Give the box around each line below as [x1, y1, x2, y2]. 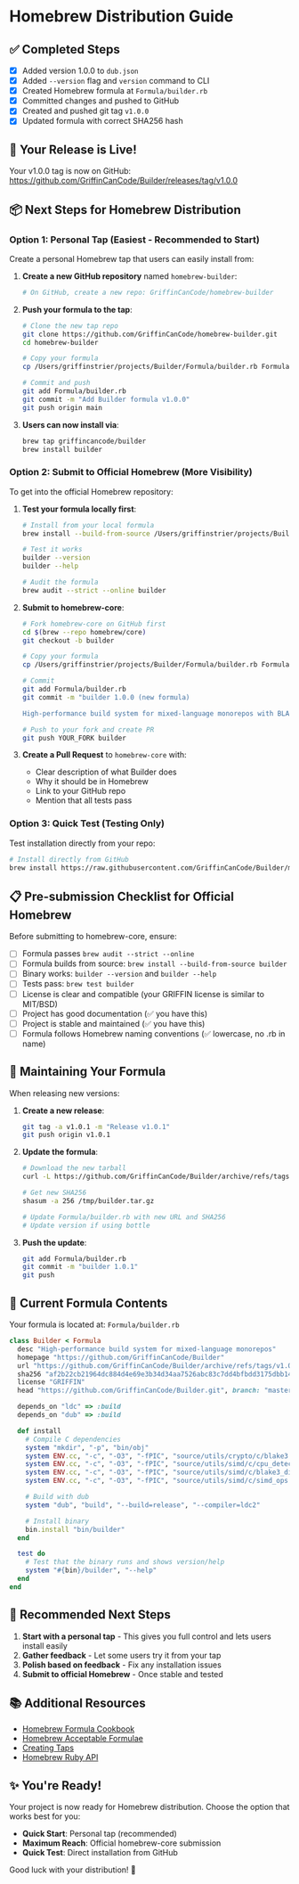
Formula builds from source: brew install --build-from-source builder [21, 958, 287, 969]
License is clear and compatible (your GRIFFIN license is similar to [21, 988, 265, 999]
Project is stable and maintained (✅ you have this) [21, 1018, 206, 1028]
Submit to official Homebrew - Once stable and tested [21, 1668, 224, 1679]
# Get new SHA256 [21, 1188, 87, 1198]
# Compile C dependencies [25, 1435, 122, 1444]
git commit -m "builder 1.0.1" [21, 1263, 139, 1272]
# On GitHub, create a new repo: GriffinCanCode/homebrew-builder [21, 288, 274, 297]
